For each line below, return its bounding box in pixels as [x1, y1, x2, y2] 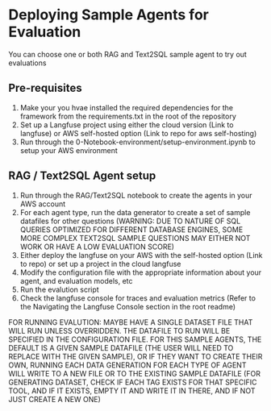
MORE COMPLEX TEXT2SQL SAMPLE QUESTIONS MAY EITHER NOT [19, 233, 251, 243]
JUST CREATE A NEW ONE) [8, 394, 101, 404]
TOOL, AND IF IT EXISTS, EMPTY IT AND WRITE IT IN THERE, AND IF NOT [8, 385, 256, 396]
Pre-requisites [8, 81, 82, 95]
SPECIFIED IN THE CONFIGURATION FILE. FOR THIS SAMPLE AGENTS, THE [8, 334, 262, 344]
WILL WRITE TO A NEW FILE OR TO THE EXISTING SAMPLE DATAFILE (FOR [8, 368, 261, 378]
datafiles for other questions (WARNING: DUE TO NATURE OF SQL [19, 216, 241, 226]
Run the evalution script [19, 284, 99, 294]
